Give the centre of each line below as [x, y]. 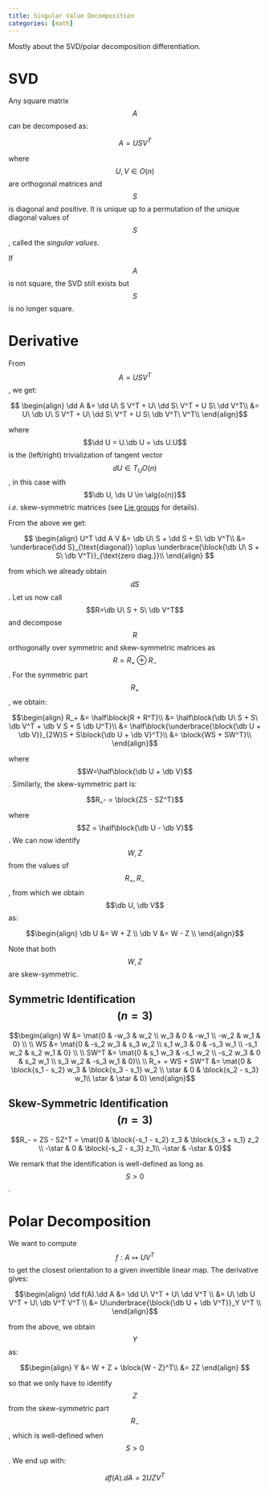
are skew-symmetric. [43, 974]
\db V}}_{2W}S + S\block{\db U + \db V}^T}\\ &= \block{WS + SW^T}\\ [135, 735]
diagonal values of [39, 217]
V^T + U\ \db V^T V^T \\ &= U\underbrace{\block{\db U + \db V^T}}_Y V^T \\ [135, 1303]
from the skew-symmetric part [59, 1409]
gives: [18, 1279]
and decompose [35, 623]
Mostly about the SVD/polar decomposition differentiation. [104, 46]
